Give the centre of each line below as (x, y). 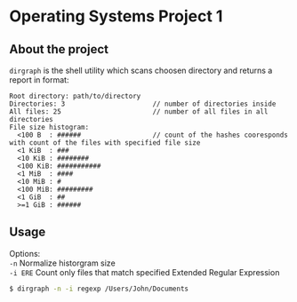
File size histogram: (49, 127)
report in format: (39, 80)
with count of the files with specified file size (105, 143)
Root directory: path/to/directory (75, 96)
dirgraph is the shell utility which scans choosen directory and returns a (141, 70)
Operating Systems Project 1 (116, 16)
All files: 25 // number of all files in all (139, 112)
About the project (59, 49)
